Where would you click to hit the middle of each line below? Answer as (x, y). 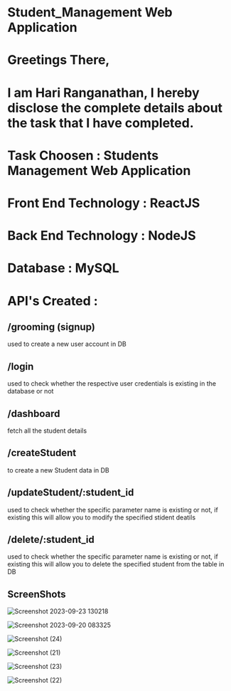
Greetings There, (59, 60)
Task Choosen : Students (83, 155)
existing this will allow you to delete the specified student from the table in (116, 564)
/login (21, 366)
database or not (31, 391)
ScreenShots (37, 594)
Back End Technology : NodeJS (102, 236)
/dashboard (34, 413)
